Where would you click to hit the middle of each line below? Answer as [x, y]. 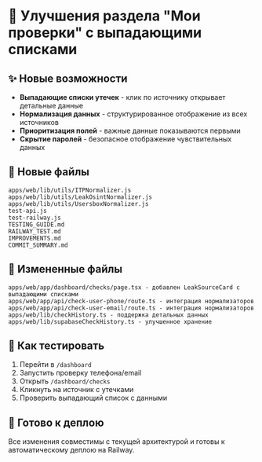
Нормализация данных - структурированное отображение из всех [133, 114]
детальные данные [51, 106]
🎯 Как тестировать [56, 346]
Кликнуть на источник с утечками [76, 390]
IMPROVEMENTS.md [35, 238]
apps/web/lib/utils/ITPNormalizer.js [70, 190]
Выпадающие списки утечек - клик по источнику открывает [122, 97]
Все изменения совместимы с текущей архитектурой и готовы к [116, 442]
